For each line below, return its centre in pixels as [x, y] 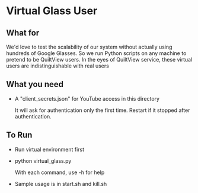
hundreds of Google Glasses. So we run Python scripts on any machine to [96, 53]
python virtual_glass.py [43, 160]
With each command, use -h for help [60, 172]
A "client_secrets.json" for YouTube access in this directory [87, 98]
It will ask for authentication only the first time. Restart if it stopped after [102, 110]
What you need [35, 84]
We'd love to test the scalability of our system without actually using [89, 47]
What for [23, 33]
